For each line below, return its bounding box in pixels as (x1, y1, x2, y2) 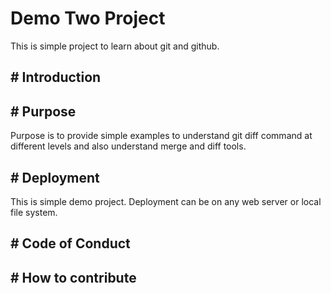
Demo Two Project (10, 7, 166, 30)
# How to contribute (10, 269, 137, 286)
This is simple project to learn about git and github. (10, 40, 220, 52)
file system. (10, 206, 58, 218)
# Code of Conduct (10, 235, 131, 252)
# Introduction (10, 69, 102, 86)
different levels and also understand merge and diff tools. (10, 140, 247, 152)
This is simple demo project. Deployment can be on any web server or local (10, 195, 322, 207)
